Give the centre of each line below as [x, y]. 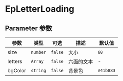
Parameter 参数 [29, 28]
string [39, 71]
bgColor [17, 71]
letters [15, 61]
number [39, 52]
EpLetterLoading [40, 9]
